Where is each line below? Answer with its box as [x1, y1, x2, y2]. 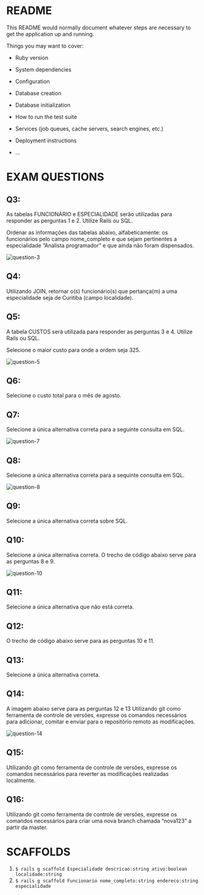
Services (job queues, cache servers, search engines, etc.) [15, 125, 164, 132]
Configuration [15, 78, 50, 85]
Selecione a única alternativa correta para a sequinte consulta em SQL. [6, 471, 185, 479]
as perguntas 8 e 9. [6, 557, 55, 565]
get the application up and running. [6, 30, 94, 37]
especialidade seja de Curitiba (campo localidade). [6, 294, 134, 301]
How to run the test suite [15, 113, 77, 120]
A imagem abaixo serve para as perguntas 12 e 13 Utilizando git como [6, 705, 181, 712]
